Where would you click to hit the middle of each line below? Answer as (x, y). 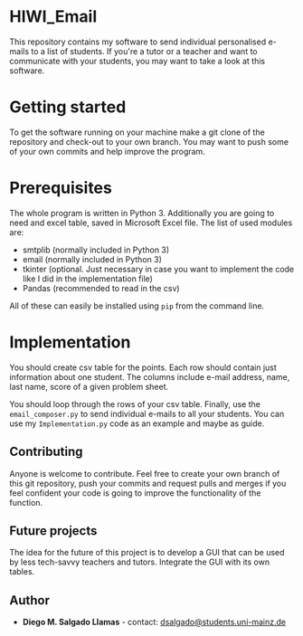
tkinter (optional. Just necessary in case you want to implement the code (158, 269)
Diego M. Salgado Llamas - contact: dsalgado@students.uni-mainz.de (154, 622)
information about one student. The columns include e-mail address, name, (150, 376)
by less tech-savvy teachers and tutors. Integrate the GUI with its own (139, 562)
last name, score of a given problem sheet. (89, 386)
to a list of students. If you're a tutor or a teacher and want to (144, 51)
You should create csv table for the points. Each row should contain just (143, 367)
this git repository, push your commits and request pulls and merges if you (148, 483)
